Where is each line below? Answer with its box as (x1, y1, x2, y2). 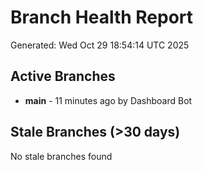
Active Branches (10, 68, 116, 85)
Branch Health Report (10, 6, 194, 29)
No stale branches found (10, 150, 113, 162)
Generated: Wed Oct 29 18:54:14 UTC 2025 (10, 39, 190, 51)
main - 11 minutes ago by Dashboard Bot (24, 94, 193, 106)
